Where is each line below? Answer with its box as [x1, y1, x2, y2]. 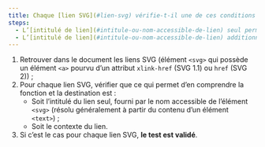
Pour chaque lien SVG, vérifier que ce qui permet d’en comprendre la [19, 80, 244, 90]
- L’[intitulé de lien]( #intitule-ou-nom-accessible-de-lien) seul [15, 26, 242, 34]
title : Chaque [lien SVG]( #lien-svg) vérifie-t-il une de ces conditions [8, 11, 256, 20]
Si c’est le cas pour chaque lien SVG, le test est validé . [19, 130, 198, 140]
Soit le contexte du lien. [31, 122, 108, 131]
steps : [8, 19, 30, 27]
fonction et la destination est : [19, 88, 117, 98]
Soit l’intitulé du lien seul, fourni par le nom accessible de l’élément [31, 97, 248, 106]
